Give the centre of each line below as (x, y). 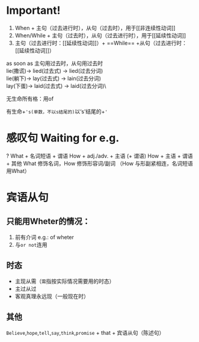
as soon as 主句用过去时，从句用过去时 (55, 63)
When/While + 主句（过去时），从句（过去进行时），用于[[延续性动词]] (100, 35)
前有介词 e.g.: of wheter (44, 237)
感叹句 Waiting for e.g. (63, 138)
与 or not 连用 (31, 244)
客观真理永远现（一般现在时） (52, 296)
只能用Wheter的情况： (48, 221)
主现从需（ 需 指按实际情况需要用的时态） (65, 281)
